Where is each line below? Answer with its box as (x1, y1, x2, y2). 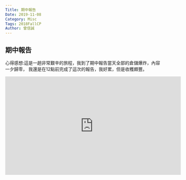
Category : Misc (5, 16, 37, 21)
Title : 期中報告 (5, 7, 36, 12)
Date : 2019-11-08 (5, 12, 42, 17)
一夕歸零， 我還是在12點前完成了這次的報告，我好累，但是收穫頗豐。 (5, 66, 147, 72)
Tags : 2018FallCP (5, 21, 42, 26)
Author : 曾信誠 (5, 26, 35, 31)
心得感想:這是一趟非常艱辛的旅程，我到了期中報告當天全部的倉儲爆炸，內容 (5, 59, 160, 65)
